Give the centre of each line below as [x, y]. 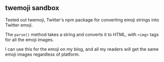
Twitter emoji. [19, 25]
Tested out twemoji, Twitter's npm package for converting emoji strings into [82, 20]
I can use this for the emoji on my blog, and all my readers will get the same [82, 49]
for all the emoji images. [30, 40]
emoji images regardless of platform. [42, 54]
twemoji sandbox [32, 8]
